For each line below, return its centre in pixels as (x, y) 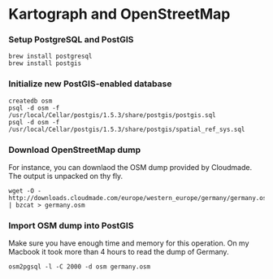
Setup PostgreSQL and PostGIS (71, 40)
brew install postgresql (50, 57)
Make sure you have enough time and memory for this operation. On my (129, 243)
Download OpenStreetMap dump (75, 150)
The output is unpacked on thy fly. (66, 177)
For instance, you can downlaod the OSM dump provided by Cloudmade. (130, 168)
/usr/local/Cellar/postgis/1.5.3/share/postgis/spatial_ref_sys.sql (127, 129)
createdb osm (30, 101)
